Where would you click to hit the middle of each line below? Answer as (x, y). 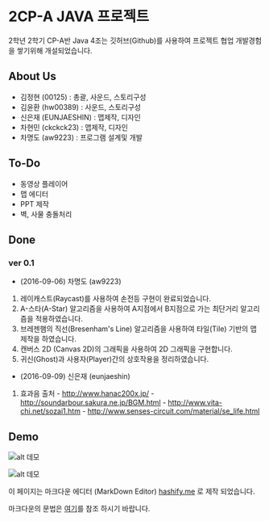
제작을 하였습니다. (48, 339)
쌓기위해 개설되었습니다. (54, 50)
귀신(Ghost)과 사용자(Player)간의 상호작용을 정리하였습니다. (114, 359)
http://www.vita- (195, 403)
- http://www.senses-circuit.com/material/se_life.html (171, 411)
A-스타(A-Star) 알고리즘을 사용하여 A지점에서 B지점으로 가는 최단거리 (129, 309)
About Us (32, 76)
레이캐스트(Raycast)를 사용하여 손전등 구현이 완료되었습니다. (116, 299)
